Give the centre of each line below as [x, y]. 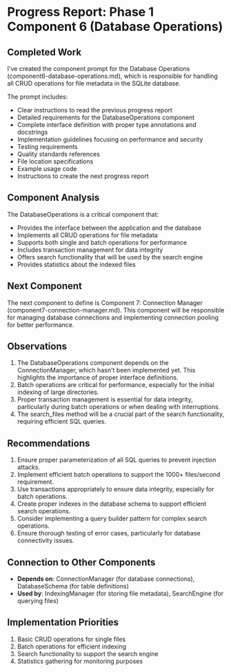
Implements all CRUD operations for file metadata [88, 235]
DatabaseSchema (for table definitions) [73, 586]
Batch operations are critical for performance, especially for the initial [116, 385]
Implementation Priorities [63, 623]
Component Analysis [53, 198]
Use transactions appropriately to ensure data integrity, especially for [115, 489]
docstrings [32, 132]
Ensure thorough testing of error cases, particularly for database [109, 533]
